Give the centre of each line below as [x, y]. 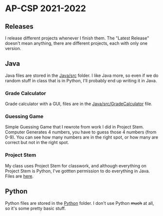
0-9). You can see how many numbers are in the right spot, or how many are [82, 137]
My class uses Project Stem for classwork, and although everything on [76, 165]
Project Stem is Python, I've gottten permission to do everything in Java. [77, 171]
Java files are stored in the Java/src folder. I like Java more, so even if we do [82, 75]
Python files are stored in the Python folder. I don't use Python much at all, [80, 203]
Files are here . [19, 176]
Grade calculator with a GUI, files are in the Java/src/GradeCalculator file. [79, 104]
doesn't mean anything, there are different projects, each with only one [76, 43]
